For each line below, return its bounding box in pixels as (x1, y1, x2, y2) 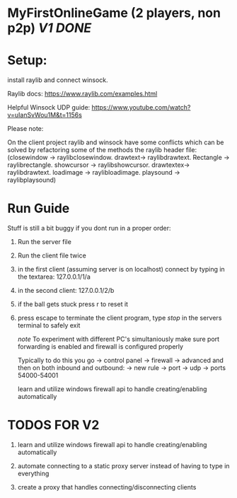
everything (17, 469, 50, 477)
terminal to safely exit (17, 321, 81, 330)
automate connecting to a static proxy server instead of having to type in (17, 462, 230, 470)
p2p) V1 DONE (7, 20, 92, 36)
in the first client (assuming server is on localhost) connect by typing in (17, 265, 225, 274)
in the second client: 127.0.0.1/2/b (17, 286, 115, 295)
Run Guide (7, 200, 70, 216)
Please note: (7, 124, 44, 133)
